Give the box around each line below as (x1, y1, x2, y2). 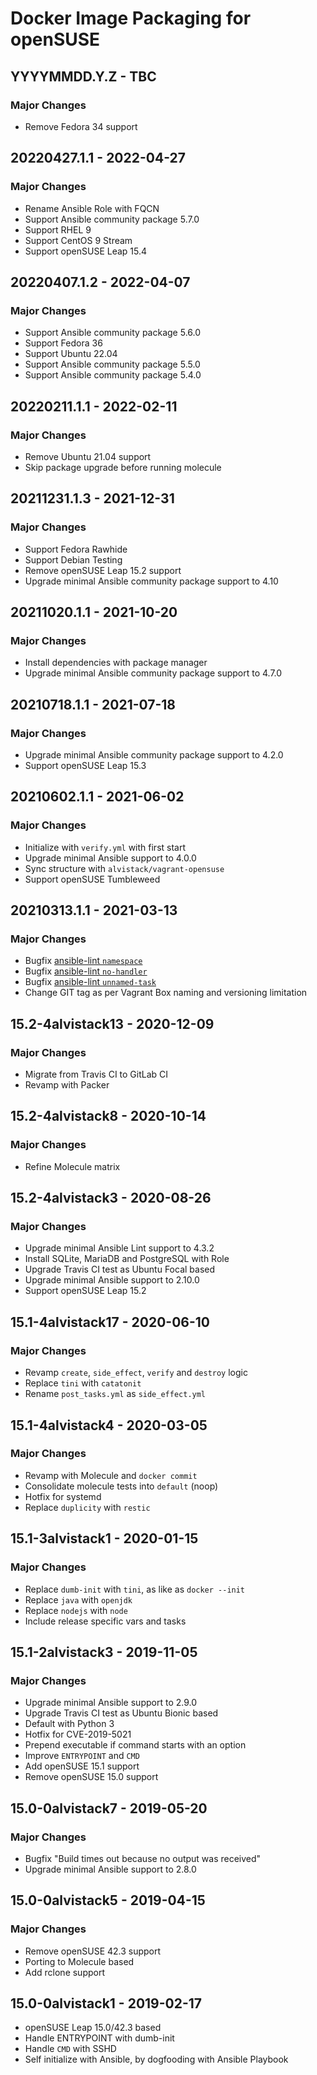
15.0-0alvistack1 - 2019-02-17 (10, 1995, 203, 2012)
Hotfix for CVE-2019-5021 (24, 1728, 132, 1741)
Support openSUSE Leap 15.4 (24, 245, 148, 257)
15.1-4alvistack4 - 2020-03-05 (10, 1417, 208, 1434)
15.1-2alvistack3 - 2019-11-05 (10, 1643, 198, 1661)
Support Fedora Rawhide (24, 543, 128, 555)
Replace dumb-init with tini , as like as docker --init (24, 1583, 246, 1595)
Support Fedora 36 (24, 337, 103, 349)
